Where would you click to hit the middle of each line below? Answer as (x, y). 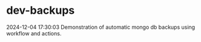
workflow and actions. (34, 33)
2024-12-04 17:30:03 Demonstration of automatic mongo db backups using (101, 27)
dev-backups (41, 10)
